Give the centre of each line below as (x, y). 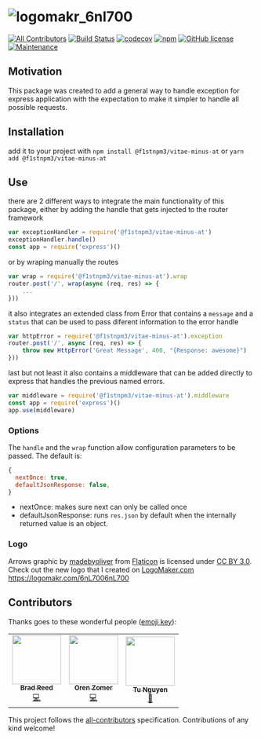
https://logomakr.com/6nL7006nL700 (69, 578)
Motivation (35, 72)
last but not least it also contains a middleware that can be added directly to (130, 373)
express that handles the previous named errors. (87, 381)
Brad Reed (36, 688)
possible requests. (38, 107)
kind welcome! (32, 728)
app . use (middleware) (42, 410)
